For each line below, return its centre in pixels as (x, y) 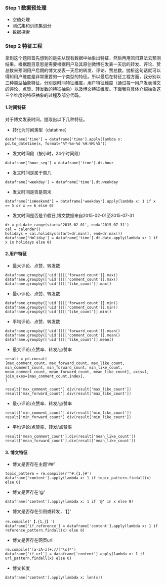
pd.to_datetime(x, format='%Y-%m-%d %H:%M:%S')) (56, 143)
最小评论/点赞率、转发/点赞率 (42, 403)
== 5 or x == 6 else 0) (30, 205)
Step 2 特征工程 (24, 46)
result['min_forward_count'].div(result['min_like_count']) (68, 417)
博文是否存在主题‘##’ (34, 464)
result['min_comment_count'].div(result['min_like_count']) (68, 413)
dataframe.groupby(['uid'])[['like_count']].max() (58, 284)
